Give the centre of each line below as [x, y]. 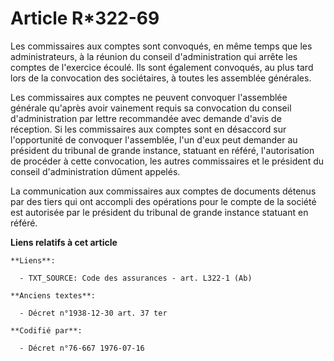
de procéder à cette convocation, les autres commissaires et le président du [167, 161]
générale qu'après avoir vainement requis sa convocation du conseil [151, 108]
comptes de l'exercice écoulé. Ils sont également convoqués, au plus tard [162, 67]
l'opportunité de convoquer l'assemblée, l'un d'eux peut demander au [154, 139]
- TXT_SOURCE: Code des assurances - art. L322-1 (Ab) [136, 278]
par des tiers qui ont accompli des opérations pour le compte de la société [163, 201]
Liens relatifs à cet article [64, 242]
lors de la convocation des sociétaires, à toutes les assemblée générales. [161, 78]
